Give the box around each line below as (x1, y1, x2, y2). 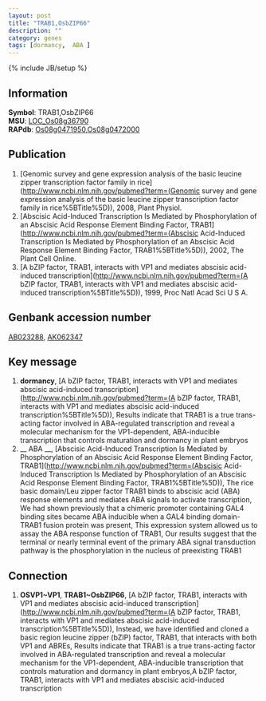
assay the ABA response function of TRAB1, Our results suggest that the (19, 529, 257, 539)
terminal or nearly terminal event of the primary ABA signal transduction (19, 537, 256, 547)
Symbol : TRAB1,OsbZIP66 (8, 107, 94, 117)
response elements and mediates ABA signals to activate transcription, (19, 495, 252, 505)
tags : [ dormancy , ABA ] (8, 42, 91, 50)
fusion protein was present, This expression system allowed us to (43, 521, 258, 530)
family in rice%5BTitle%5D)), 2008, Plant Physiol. (19, 203, 182, 212)
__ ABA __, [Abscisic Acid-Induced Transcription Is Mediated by (19, 444, 229, 453)
